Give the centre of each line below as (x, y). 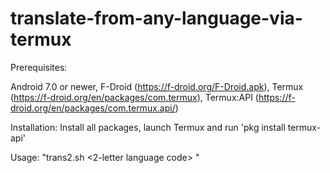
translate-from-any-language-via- (156, 18)
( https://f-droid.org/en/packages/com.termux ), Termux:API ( (134, 97)
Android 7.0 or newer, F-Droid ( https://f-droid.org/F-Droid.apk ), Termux (157, 86)
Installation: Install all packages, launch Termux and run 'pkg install (148, 127)
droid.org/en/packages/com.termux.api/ (93, 108)
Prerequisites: (39, 67)
